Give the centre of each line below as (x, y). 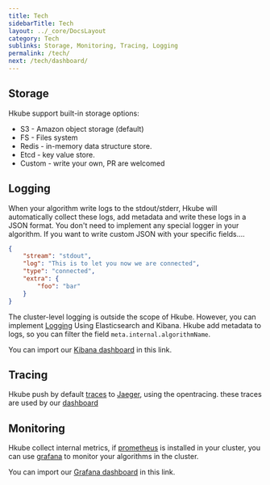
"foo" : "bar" (59, 286)
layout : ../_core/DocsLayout (57, 31)
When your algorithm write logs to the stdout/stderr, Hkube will (113, 208)
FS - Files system (49, 137)
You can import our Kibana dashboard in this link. (90, 349)
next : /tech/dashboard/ (48, 61)
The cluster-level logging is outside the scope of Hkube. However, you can (132, 317)
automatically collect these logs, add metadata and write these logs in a (127, 217)
